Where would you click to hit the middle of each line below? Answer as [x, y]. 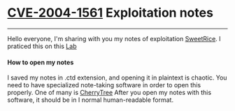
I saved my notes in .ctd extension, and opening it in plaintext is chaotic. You [117, 77]
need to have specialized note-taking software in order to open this [104, 85]
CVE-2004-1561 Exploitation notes [110, 13]
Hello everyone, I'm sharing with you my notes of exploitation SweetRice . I [114, 38]
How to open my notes [41, 62]
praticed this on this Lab [42, 46]
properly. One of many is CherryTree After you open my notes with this [109, 93]
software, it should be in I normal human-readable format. [90, 100]
